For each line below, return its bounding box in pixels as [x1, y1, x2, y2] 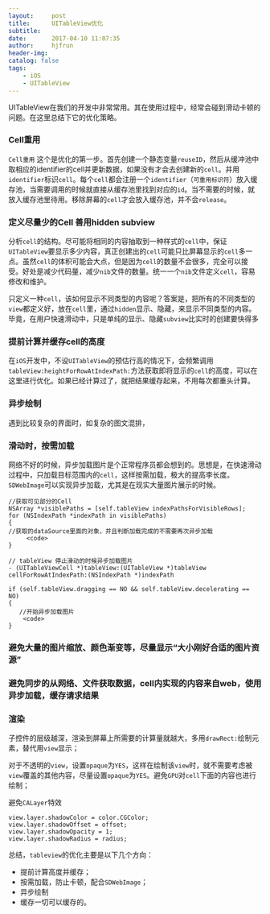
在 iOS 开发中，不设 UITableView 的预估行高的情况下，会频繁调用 [8, 356, 215, 366]
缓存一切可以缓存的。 [19, 897, 91, 907]
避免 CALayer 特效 [8, 798, 63, 808]
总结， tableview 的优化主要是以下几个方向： [8, 850, 154, 860]
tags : [8, 64, 27, 72]
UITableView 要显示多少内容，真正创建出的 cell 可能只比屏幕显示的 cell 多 [8, 246, 247, 256]
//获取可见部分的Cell [8, 497, 72, 506]
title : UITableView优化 [8, 19, 104, 27]
